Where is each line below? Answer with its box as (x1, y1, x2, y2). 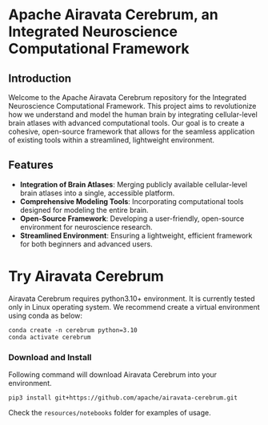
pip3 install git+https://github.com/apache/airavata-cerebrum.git (8, 394, 238, 402)
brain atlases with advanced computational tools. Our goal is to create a (8, 118, 246, 127)
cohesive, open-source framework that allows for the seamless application (8, 126, 255, 136)
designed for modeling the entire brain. (19, 205, 150, 215)
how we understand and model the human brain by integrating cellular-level (8, 110, 258, 119)
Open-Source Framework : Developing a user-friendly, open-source (19, 214, 245, 223)
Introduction (8, 71, 72, 85)
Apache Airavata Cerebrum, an (8, 6, 218, 24)
